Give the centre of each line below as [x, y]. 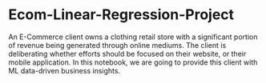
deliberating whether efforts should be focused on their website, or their [127, 53]
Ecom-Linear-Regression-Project [121, 15]
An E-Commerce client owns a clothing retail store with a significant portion [133, 37]
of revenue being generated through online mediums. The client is [117, 45]
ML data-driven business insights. [64, 70]
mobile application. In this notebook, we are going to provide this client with [133, 62]
